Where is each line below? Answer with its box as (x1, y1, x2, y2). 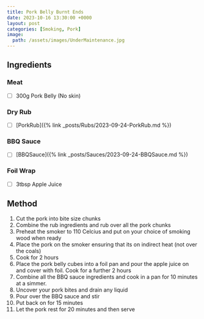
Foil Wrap (7, 167, 36, 175)
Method (7, 199, 38, 209)
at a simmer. (15, 279, 47, 287)
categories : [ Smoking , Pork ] (7, 26, 81, 32)
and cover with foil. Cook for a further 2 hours (15, 267, 132, 274)
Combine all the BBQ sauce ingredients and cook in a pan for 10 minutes (15, 273, 198, 281)
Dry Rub (7, 107, 32, 116)
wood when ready (15, 234, 62, 242)
